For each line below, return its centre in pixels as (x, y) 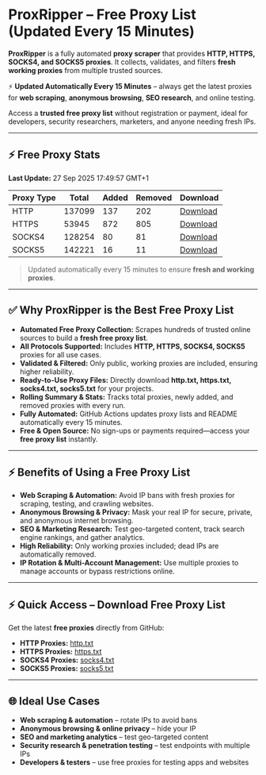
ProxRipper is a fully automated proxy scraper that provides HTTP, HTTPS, (132, 53)
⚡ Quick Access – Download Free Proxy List (117, 605)
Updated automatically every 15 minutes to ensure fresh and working (141, 269)
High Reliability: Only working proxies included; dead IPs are (119, 546)
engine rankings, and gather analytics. (82, 538)
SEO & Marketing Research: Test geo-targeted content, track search (132, 529)
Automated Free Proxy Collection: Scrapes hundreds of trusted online (135, 329)
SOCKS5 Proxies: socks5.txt (66, 669)
